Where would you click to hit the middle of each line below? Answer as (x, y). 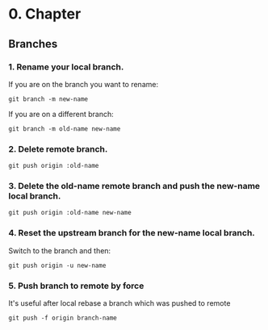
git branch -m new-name (48, 99)
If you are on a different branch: (61, 114)
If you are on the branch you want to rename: (84, 84)
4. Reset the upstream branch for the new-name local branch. (132, 233)
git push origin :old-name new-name (70, 213)
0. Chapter (45, 14)
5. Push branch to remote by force (76, 286)
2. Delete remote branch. (58, 148)
